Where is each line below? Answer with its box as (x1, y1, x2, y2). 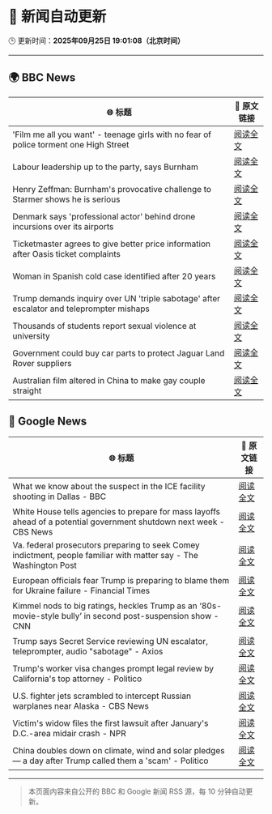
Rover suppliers (12, 357, 72, 369)
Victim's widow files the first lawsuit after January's (12, 718, 209, 729)
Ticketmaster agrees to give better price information (12, 238, 210, 249)
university (12, 330, 50, 341)
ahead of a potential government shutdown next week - (12, 516, 225, 527)
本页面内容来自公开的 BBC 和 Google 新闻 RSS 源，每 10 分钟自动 (28, 786, 246, 796)
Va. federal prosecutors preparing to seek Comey (12, 539, 200, 551)
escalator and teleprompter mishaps (12, 303, 150, 314)
